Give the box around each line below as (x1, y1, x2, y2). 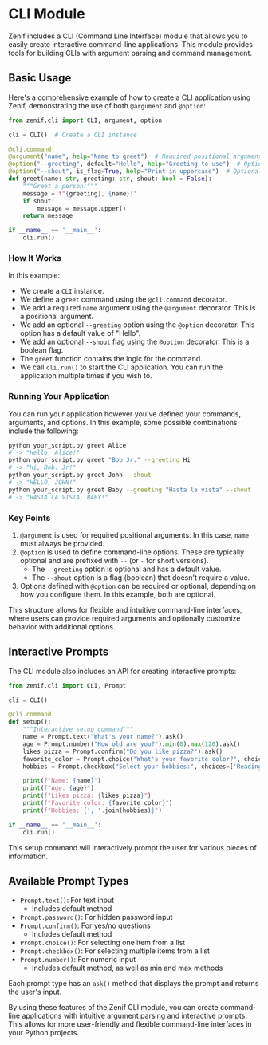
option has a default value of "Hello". (19, 329, 141, 338)
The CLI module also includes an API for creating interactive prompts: (8, 666, 237, 676)
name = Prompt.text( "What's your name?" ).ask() (22, 733, 183, 741)
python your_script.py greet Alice (8, 441, 127, 449)
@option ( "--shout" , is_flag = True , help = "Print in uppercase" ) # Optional (8, 168, 262, 175)
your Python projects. (8, 1028, 80, 1038)
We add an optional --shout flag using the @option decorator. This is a (19, 337, 250, 347)
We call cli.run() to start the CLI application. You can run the (19, 362, 223, 372)
